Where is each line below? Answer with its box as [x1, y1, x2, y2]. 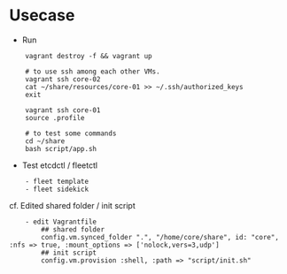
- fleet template [25, 177, 89, 186]
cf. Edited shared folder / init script [9, 200, 136, 210]
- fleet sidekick [25, 185, 89, 194]
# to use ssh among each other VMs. [25, 67, 161, 76]
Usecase [9, 5, 75, 26]
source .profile [25, 113, 86, 122]
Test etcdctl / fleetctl [21, 160, 98, 171]
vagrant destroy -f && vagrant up [25, 51, 152, 60]
